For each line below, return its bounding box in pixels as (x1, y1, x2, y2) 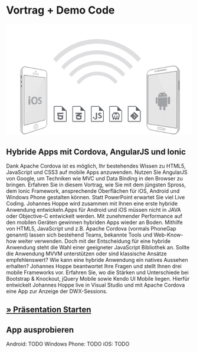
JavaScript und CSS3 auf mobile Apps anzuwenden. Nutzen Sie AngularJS (6, 169, 188, 176)
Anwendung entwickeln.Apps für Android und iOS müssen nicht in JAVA (6, 206, 181, 213)
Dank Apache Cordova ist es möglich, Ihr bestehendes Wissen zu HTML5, (6, 162, 186, 169)
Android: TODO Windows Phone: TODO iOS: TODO (6, 340, 130, 348)
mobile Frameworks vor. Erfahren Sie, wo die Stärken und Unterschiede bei (6, 269, 189, 276)
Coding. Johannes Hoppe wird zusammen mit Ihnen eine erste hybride (6, 200, 178, 207)
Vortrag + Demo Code (6, 4, 115, 17)
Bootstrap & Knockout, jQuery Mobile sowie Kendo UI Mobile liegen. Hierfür (6, 275, 190, 282)
